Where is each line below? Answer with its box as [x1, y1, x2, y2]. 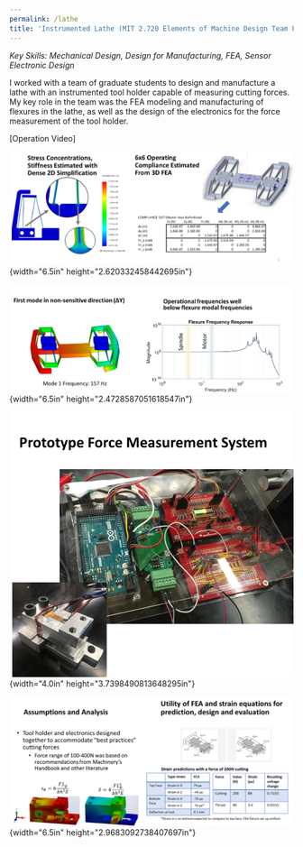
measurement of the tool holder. [9, 115, 129, 126]
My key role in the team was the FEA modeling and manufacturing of [9, 96, 264, 107]
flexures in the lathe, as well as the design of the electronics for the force [9, 106, 281, 116]
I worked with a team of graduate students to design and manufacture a [9, 77, 276, 87]
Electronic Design [9, 60, 75, 70]
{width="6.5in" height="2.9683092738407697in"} [9, 827, 197, 838]
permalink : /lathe [9, 14, 78, 23]
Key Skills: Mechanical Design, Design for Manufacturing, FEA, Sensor [9, 50, 272, 60]
